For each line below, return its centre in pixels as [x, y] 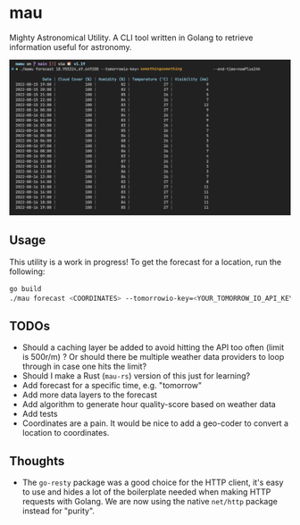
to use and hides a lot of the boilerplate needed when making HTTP [146, 492]
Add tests [40, 414]
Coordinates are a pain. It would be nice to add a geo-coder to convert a [155, 423]
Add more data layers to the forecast [90, 395]
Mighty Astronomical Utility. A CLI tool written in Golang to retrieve [131, 37]
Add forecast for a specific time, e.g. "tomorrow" [112, 386]
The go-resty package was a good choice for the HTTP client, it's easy [153, 483]
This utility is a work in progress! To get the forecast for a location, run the [146, 262]
